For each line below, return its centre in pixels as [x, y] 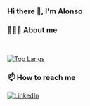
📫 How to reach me [41, 78]
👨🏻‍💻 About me [32, 29]
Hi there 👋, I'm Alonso [45, 11]
